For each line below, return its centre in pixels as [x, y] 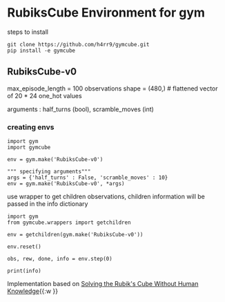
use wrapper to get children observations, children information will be [106, 197]
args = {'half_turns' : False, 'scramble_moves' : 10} [88, 178]
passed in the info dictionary [48, 204]
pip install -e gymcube [41, 50]
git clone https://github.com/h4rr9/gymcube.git [78, 44]
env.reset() [24, 247]
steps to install [28, 32]
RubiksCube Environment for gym [106, 13]
